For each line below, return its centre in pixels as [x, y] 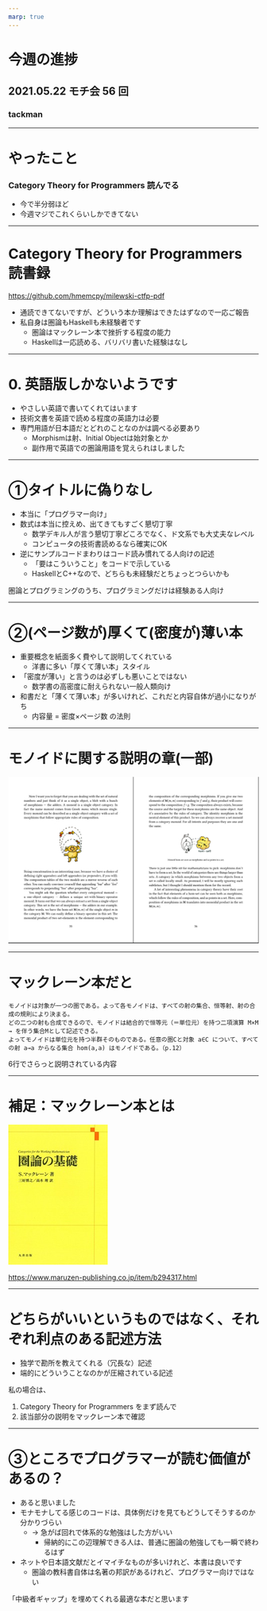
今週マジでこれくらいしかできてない [79, 214]
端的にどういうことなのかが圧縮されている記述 [96, 1373]
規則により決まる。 [46, 1014]
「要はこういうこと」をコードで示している [101, 563]
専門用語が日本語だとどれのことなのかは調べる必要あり [110, 428]
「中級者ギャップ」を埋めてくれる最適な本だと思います [99, 1598]
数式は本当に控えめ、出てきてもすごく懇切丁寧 [96, 524]
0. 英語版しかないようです [93, 385]
